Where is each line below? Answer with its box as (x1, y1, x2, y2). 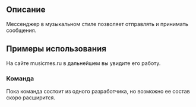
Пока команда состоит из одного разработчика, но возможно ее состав (6, 87, 190, 95)
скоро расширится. (6, 94, 55, 101)
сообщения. (6, 27, 37, 34)
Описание (6, 5, 46, 15)
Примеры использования (6, 44, 107, 54)
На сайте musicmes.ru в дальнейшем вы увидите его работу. (6, 59, 161, 67)
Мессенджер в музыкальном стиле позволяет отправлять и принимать (6, 20, 189, 27)
